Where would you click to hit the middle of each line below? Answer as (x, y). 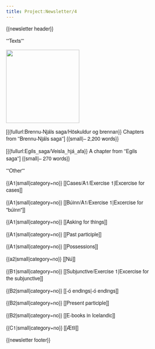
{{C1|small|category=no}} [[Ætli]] (42, 327)
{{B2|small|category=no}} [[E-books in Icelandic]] (61, 315)
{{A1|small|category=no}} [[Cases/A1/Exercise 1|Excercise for (75, 182)
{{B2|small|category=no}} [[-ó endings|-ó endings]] (62, 290)
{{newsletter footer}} (28, 340)
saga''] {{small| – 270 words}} (38, 158)
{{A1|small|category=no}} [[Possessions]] (52, 246)
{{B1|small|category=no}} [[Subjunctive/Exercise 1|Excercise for (77, 271)
